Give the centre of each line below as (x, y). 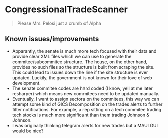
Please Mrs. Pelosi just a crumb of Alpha (59, 23)
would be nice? (28, 131)
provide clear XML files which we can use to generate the (72, 56)
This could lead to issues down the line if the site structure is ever (80, 72)
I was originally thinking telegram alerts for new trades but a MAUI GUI (85, 125)
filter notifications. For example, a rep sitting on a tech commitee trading (87, 109)
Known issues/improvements (52, 39)
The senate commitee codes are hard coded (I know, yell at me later (82, 88)
